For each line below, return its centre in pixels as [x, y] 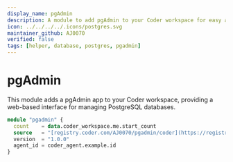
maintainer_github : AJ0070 [46, 33]
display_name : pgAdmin [40, 14]
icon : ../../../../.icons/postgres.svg [65, 26]
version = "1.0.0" [42, 139]
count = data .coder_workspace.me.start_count [85, 126]
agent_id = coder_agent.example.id [65, 146]
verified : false [31, 40]
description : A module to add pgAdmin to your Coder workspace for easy [114, 20]
